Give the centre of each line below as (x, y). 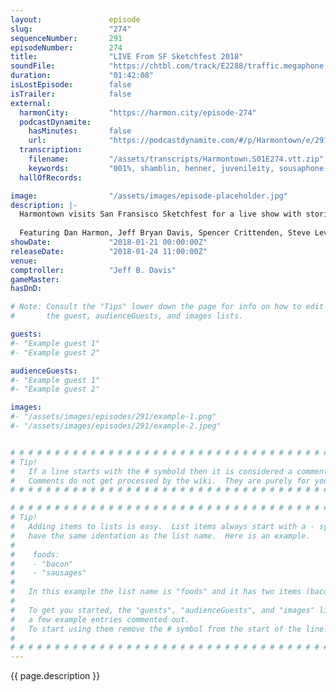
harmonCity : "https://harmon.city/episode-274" (138, 112)
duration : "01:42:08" (82, 76)
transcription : (51, 150)
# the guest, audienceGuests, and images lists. (127, 316)
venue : (24, 261)
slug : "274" (71, 29)
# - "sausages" (48, 573)
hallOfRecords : (51, 177)
